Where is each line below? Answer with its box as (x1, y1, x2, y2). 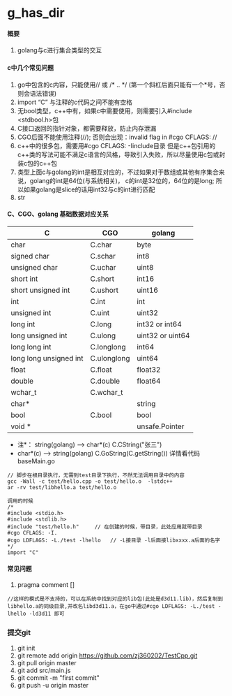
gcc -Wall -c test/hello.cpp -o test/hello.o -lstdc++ (7, 477, 173, 485)
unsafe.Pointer (137, 421, 185, 431)
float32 (137, 365, 161, 375)
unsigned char (10, 262, 58, 272)
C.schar (90, 251, 116, 261)
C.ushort (90, 285, 118, 295)
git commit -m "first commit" (17, 674, 100, 682)
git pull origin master (17, 659, 77, 667)
